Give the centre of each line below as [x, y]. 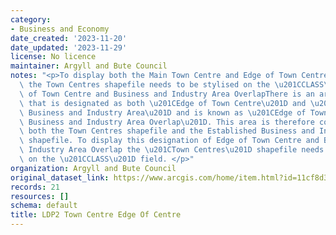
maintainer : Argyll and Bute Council [89, 66]
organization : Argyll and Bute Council [93, 168]
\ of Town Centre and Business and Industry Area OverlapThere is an [167, 94]
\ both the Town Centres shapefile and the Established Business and [167, 131]
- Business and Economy [60, 29]
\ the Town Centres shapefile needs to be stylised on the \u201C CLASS [172, 85]
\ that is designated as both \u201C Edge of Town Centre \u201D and [163, 103]
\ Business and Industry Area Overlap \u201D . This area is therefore [167, 122]
